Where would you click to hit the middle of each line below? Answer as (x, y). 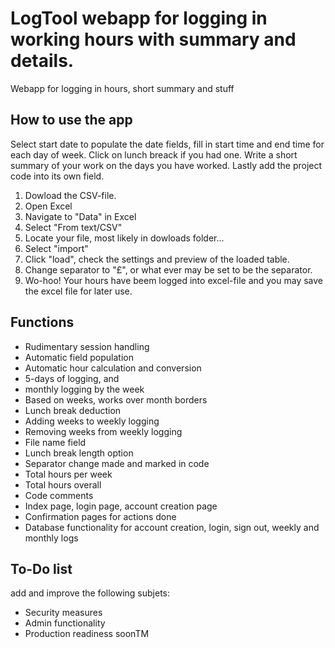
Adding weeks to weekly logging (92, 421)
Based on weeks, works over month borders (116, 399)
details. (42, 61)
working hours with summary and (153, 39)
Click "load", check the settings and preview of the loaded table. (157, 259)
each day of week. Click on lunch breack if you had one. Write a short (154, 154)
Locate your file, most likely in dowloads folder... (124, 238)
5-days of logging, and (72, 378)
